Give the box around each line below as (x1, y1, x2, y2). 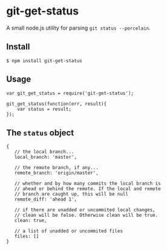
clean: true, (14, 217, 47, 224)
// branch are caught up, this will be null (14, 191, 129, 197)
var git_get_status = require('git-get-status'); (6, 90, 134, 96)
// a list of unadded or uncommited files (14, 228, 123, 234)
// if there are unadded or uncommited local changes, (14, 207, 156, 213)
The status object (6, 127, 74, 138)
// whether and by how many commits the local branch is (14, 181, 162, 187)
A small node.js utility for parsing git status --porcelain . (6, 24, 151, 31)
